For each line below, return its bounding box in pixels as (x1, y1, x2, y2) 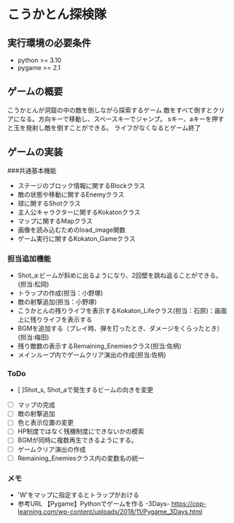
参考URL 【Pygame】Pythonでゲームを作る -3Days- (17, 499, 170, 507)
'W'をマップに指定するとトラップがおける (17, 490, 139, 499)
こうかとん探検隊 (7, 6, 107, 23)
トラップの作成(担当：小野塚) (17, 288, 104, 297)
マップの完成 (17, 401, 55, 409)
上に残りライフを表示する (17, 315, 93, 324)
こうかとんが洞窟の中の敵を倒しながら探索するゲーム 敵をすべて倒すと (7, 105, 213, 114)
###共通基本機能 (7, 166, 57, 175)
